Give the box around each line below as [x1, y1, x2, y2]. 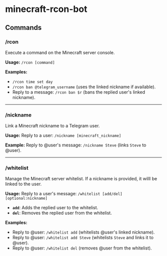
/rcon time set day [12, 79, 53, 84]
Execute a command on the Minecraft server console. [5, 49, 115, 55]
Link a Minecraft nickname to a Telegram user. [5, 123, 100, 129]
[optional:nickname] [5, 196, 48, 201]
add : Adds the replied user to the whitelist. [12, 205, 98, 211]
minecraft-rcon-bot [5, 3, 87, 15]
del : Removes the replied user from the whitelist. [12, 210, 112, 216]
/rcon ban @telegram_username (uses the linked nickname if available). [12, 84, 156, 90]
